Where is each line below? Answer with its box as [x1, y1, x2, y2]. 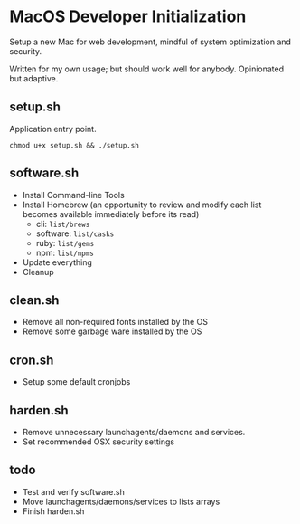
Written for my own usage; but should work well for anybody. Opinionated [9, 63, 285, 74]
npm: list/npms [35, 247, 95, 258]
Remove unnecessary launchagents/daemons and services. [22, 427, 246, 437]
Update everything [22, 256, 93, 268]
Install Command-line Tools [22, 189, 125, 200]
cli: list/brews [35, 218, 90, 229]
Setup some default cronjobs [22, 376, 131, 387]
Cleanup [22, 266, 54, 277]
